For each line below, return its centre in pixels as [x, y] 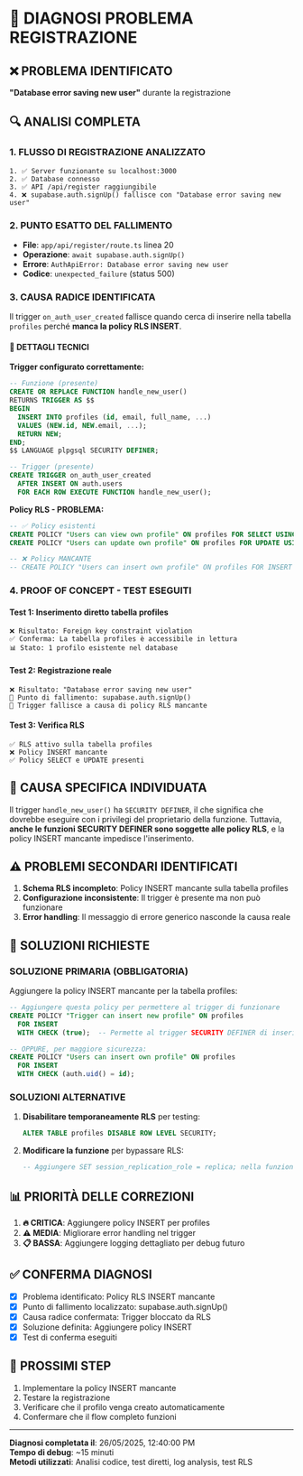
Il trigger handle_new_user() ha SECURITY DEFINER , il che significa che [137, 809]
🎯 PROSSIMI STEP [60, 1366]
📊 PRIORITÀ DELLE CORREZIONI [102, 1197]
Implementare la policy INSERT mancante [99, 1388]
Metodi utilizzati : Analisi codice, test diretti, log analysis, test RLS [131, 1462]
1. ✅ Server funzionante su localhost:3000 [93, 171]
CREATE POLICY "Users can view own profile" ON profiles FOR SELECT [141, 534]
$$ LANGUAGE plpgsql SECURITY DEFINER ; [84, 450]
